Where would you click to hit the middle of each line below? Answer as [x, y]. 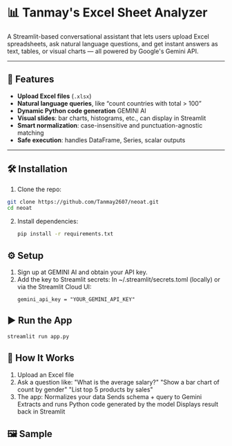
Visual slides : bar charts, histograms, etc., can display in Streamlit [112, 118]
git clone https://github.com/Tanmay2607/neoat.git [83, 202]
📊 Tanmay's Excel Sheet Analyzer [107, 13]
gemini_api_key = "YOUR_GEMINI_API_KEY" [76, 300]
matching [30, 133]
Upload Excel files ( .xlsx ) [54, 96]
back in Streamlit [41, 411]
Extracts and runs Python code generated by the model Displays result [118, 404]
